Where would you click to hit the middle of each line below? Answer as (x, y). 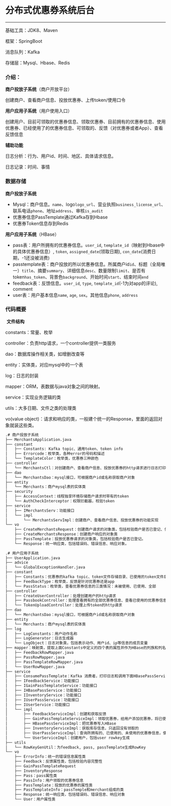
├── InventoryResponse (38, 771)
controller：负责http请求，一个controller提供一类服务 (61, 343)
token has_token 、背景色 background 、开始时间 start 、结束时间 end (80, 277)
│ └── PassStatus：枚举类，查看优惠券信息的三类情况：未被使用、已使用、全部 (81, 586)
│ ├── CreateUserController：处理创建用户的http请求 (61, 596)
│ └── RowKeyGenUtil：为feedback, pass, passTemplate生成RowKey (76, 747)
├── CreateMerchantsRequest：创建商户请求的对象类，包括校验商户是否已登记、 (90, 530)
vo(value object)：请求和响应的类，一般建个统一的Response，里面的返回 (82, 419)
